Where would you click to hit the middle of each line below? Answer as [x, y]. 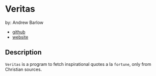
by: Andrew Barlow [24, 22]
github [19, 32]
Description [23, 52]
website [20, 37]
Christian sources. [24, 69]
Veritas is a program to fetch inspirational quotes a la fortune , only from [78, 64]
